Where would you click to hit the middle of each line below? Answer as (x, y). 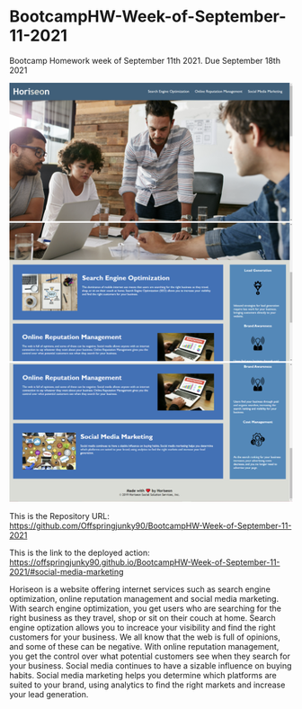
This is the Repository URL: (59, 516)
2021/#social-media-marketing (67, 571)
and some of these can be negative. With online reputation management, (144, 646)
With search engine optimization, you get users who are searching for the (145, 608)
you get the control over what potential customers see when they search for (150, 656)
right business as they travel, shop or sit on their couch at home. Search (142, 617)
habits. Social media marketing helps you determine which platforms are (143, 675)
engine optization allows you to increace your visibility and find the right (142, 627)
